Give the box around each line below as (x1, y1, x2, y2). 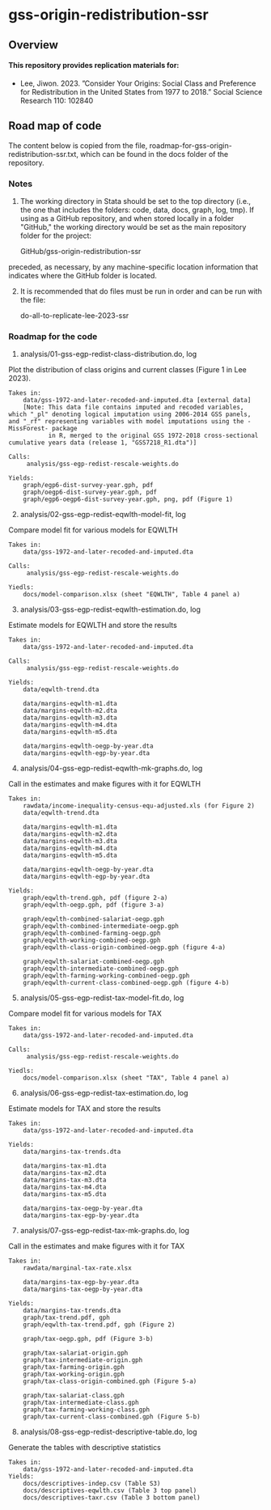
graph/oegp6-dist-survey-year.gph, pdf (23, 488, 158, 497)
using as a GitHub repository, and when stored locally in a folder (19, 213, 235, 223)
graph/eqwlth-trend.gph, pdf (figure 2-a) (23, 894, 168, 902)
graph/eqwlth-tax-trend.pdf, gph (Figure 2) (23, 1321, 176, 1329)
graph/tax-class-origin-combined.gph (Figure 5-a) (23, 1377, 197, 1385)
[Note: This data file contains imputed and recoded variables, (23, 403, 244, 412)
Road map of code (8, 119, 102, 133)
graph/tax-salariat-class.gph (23, 1392, 125, 1400)
